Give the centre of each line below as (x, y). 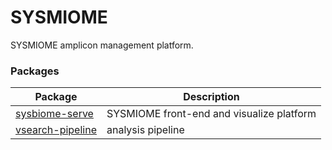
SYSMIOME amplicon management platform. (102, 45)
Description (211, 97)
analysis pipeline (145, 130)
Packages (35, 71)
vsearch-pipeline (56, 130)
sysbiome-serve (54, 114)
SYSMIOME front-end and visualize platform (211, 114)
